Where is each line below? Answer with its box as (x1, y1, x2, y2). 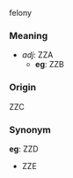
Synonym (9, 123, 51, 135)
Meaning (9, 29, 48, 42)
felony (9, 8, 33, 18)
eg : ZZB (34, 59, 64, 70)
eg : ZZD (9, 143, 39, 154)
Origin (9, 81, 37, 94)
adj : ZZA (21, 50, 54, 60)
